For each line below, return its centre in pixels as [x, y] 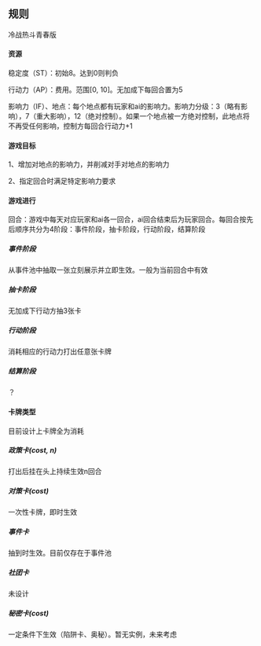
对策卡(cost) [29, 491]
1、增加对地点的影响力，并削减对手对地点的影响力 [89, 164]
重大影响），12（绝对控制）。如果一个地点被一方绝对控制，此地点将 [143, 116]
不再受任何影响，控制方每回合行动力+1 [70, 126]
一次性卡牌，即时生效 [42, 512]
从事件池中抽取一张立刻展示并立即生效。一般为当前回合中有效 [108, 270]
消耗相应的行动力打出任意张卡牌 [60, 351]
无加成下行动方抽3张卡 [45, 311]
